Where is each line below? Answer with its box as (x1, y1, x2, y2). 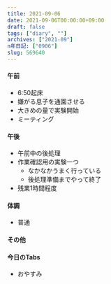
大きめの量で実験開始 (17, 106, 79, 115)
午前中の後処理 (17, 149, 61, 157)
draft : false (7, 23, 45, 30)
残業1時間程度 (17, 184, 57, 192)
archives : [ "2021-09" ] (7, 36, 73, 43)
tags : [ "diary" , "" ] (7, 29, 68, 37)
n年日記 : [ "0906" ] (7, 43, 58, 50)
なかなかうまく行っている (27, 166, 101, 175)
